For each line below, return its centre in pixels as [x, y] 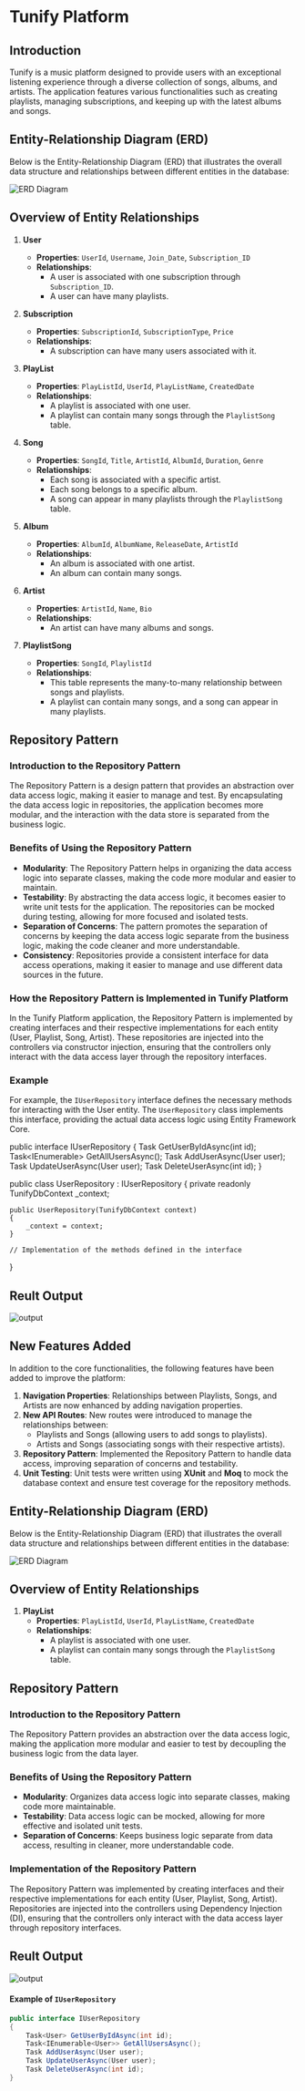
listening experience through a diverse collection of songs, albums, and [143, 82]
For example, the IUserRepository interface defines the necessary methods [151, 1100]
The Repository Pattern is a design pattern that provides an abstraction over [152, 786]
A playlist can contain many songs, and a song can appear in [164, 701]
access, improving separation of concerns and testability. [130, 1463]
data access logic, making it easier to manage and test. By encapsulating [147, 796]
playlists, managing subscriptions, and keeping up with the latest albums [146, 101]
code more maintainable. [69, 1807]
